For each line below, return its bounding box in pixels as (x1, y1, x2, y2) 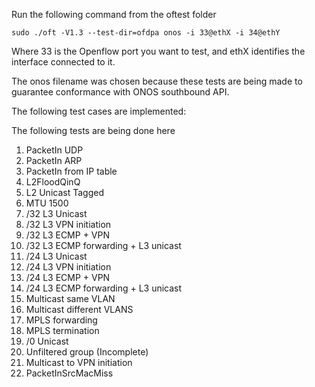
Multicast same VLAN (25, 293, 116, 304)
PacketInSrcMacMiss (25, 367, 114, 379)
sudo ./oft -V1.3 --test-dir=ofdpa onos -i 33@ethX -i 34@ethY (11, 28, 281, 38)
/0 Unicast (25, 335, 69, 347)
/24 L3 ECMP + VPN (25, 272, 111, 283)
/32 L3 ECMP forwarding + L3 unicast (25, 240, 182, 251)
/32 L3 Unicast (25, 208, 88, 219)
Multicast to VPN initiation (25, 357, 133, 368)
